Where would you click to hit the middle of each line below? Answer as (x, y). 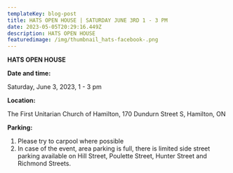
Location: (21, 101)
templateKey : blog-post (42, 14)
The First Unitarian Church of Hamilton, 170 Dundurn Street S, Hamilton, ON (116, 114)
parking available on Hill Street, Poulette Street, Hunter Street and (112, 156)
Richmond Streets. (44, 164)
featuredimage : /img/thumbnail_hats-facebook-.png (83, 40)
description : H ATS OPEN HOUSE (52, 33)
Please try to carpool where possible (71, 141)
